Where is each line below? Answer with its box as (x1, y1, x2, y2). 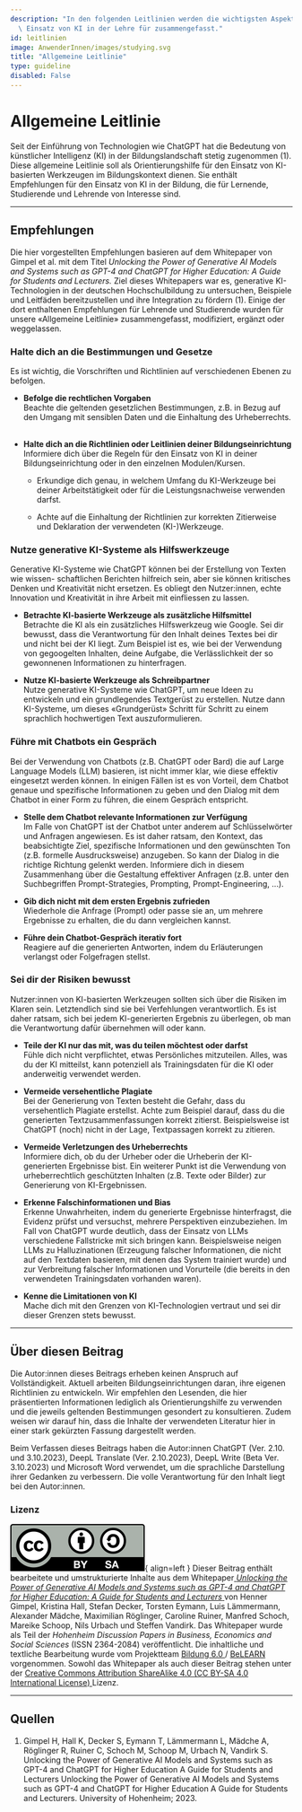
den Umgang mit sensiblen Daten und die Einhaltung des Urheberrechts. (22, 411, 292, 422)
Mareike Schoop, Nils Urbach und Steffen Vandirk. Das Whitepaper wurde (10, 1620, 283, 1631)
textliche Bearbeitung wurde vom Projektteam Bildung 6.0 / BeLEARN (10, 1648, 266, 1659)
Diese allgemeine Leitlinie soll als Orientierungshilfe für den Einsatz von (10, 160, 274, 171)
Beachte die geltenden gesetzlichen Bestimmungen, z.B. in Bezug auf (22, 402, 281, 413)
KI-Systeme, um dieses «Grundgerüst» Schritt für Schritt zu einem (22, 704, 269, 714)
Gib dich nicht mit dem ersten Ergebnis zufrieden (22, 896, 211, 906)
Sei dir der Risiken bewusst (10, 974, 131, 986)
